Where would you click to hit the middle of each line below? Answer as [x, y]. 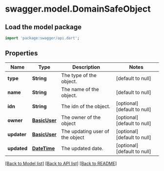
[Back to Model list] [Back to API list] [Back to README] [61, 163]
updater [17, 134]
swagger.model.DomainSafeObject [78, 9]
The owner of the [81, 117]
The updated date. [82, 148]
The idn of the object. [86, 106]
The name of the [80, 89]
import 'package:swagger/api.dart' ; [42, 38]
